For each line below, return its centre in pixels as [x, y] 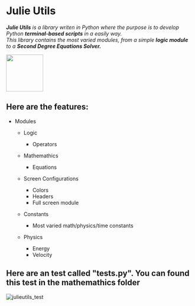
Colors [40, 190]
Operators [45, 144]
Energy [41, 248]
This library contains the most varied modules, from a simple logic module [97, 40]
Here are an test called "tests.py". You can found [98, 273]
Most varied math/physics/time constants [83, 226]
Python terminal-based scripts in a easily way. [64, 33]
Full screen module [56, 202]
